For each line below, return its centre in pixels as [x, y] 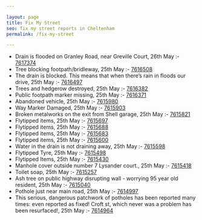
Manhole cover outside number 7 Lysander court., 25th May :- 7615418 [103, 166]
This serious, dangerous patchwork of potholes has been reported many [105, 198]
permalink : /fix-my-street [40, 34]
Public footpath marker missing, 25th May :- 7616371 [81, 95]
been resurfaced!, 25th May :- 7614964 [64, 211]
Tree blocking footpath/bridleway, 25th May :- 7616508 [84, 70]
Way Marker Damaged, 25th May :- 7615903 [70, 108]
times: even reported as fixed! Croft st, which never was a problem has [103, 204]
